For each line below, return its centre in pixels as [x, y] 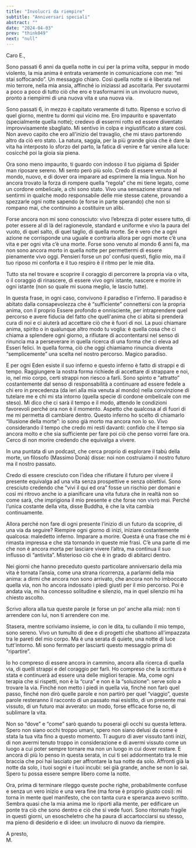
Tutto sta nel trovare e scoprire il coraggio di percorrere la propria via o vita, [97, 274]
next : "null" [22, 39]
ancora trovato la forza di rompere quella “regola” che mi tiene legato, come [97, 183]
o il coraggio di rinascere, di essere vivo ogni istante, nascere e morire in [94, 280]
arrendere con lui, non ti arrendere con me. [58, 615]
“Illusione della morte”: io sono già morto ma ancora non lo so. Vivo [87, 421]
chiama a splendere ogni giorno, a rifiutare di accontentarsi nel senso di [93, 335]
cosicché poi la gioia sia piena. [43, 153]
